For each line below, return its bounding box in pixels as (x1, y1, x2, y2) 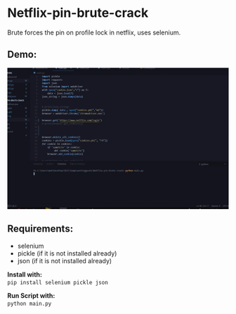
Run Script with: (7, 291, 55, 300)
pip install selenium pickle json (7, 279, 109, 286)
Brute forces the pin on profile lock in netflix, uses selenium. (7, 28, 181, 37)
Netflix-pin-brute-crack (7, 5, 149, 21)
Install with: (7, 270, 42, 279)
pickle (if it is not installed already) (17, 249, 117, 258)
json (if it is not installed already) (17, 256, 112, 265)
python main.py (7, 300, 52, 307)
